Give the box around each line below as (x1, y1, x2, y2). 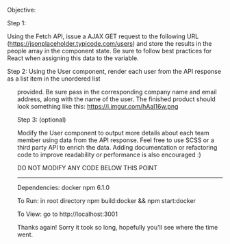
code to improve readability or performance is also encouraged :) (16, 150, 202, 159)
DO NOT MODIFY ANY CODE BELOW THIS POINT (16, 164, 157, 172)
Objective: (7, 6, 36, 14)
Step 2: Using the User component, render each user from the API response (7, 68, 221, 75)
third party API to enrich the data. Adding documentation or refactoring (16, 144, 218, 151)
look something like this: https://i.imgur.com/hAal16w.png (16, 103, 179, 110)
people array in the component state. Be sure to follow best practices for (7, 47, 212, 55)
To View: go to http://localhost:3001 (16, 210, 118, 218)
